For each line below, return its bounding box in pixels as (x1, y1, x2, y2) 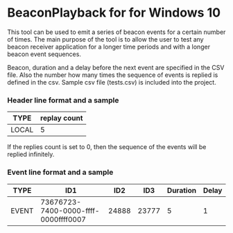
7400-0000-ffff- (40, 206, 100, 216)
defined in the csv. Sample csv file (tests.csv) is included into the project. (7, 78, 216, 86)
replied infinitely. (7, 150, 55, 159)
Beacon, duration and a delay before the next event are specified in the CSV (7, 63, 225, 71)
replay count (40, 113, 83, 123)
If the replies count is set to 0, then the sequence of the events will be (7, 143, 207, 151)
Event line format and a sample (7, 168, 114, 178)
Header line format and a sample (7, 95, 119, 105)
